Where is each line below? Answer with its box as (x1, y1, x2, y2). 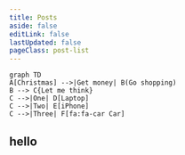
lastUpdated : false (9, 37, 82, 47)
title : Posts (9, 12, 58, 22)
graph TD (9, 70, 42, 80)
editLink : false (9, 29, 69, 38)
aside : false (9, 21, 58, 30)
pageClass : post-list (9, 46, 90, 55)
